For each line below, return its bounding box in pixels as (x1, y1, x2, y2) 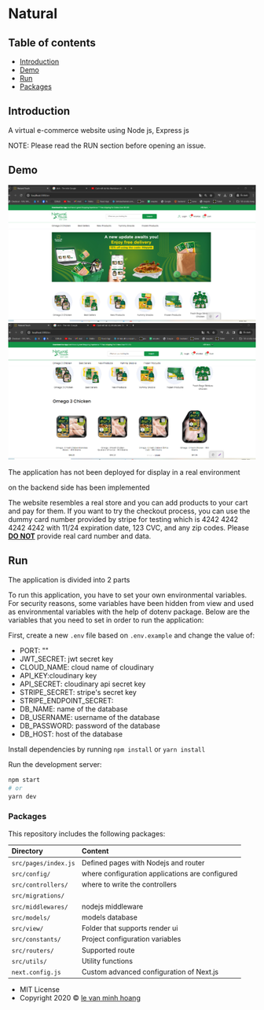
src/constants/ (11, 936, 61, 944)
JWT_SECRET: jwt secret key (19, 654, 114, 663)
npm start (8, 776, 41, 784)
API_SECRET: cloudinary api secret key (19, 679, 146, 689)
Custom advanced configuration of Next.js (81, 968, 218, 977)
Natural (8, 5, 58, 23)
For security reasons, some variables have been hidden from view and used (8, 598, 254, 608)
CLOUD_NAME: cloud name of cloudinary (19, 662, 155, 672)
